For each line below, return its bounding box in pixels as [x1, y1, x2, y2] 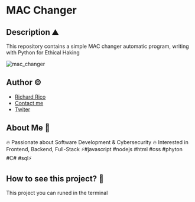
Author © [6, 77, 42, 87]
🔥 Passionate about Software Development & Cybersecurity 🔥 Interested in [6, 138, 189, 145]
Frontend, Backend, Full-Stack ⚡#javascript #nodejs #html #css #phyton [6, 145, 183, 152]
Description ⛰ [6, 27, 59, 37]
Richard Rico [14, 93, 46, 100]
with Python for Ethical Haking [6, 49, 80, 56]
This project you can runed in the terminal [6, 190, 108, 197]
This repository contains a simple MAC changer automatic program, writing [6, 43, 189, 50]
